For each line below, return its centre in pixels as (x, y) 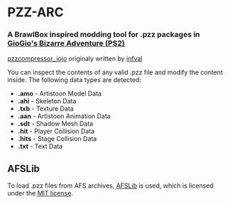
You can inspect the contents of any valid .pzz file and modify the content (115, 72)
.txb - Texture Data (46, 109)
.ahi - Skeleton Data (47, 101)
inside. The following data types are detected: (75, 80)
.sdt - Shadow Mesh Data (55, 124)
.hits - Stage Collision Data (57, 139)
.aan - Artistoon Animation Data (64, 116)
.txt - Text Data (40, 147)
